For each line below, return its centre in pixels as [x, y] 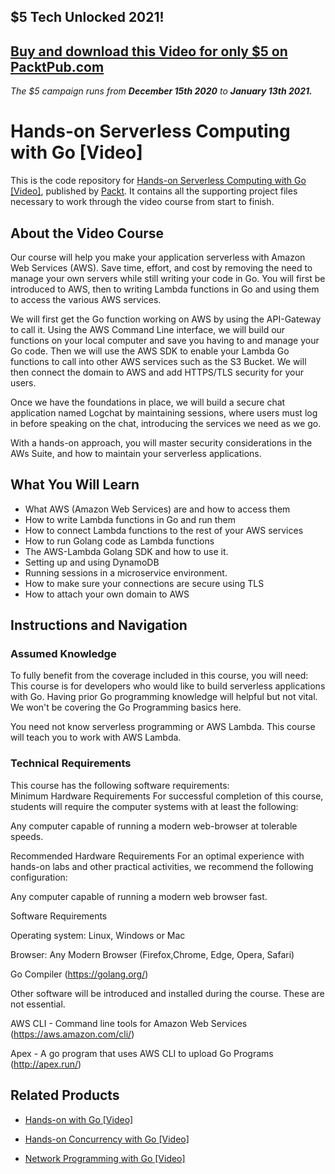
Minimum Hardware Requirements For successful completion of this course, [167, 796]
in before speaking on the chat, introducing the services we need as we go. [166, 423]
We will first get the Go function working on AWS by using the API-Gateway [166, 319]
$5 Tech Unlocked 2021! [87, 17]
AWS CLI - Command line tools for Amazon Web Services [129, 1023]
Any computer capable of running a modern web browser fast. [139, 896]
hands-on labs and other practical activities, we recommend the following [162, 866]
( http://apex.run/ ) [46, 1064]
